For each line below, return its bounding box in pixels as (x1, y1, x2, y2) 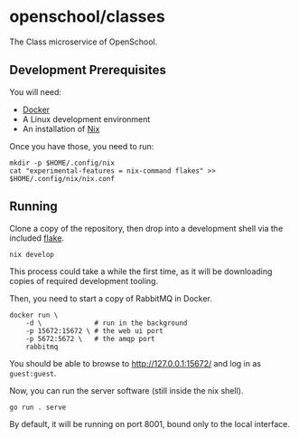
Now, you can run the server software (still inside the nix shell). (9, 385, 244, 395)
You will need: (9, 86, 61, 97)
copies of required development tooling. (9, 275, 159, 286)
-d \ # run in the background (25, 319, 188, 328)
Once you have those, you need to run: (9, 140, 154, 151)
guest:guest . (9, 367, 57, 378)
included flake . (9, 233, 65, 243)
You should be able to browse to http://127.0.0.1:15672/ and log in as (9, 357, 262, 368)
